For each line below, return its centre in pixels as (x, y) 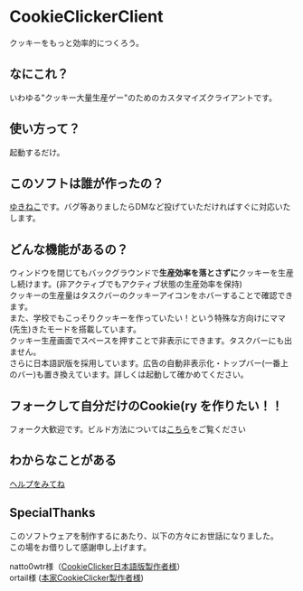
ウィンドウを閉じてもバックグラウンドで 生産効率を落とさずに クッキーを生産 (151, 273)
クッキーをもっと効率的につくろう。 (77, 42)
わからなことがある (63, 460)
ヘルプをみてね (37, 483)
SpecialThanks (52, 513)
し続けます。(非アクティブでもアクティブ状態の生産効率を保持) (126, 284)
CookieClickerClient (86, 17)
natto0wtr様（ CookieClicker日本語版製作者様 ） (97, 566)
